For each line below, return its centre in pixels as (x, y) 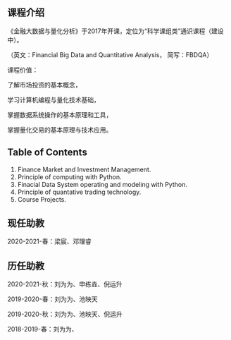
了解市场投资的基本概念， (44, 85)
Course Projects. (42, 199)
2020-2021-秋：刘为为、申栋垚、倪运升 (65, 284)
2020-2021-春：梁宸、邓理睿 (49, 241)
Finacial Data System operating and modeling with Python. (102, 184)
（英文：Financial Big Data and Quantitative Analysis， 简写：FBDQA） (110, 54)
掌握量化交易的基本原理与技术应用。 (60, 130)
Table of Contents (48, 153)
